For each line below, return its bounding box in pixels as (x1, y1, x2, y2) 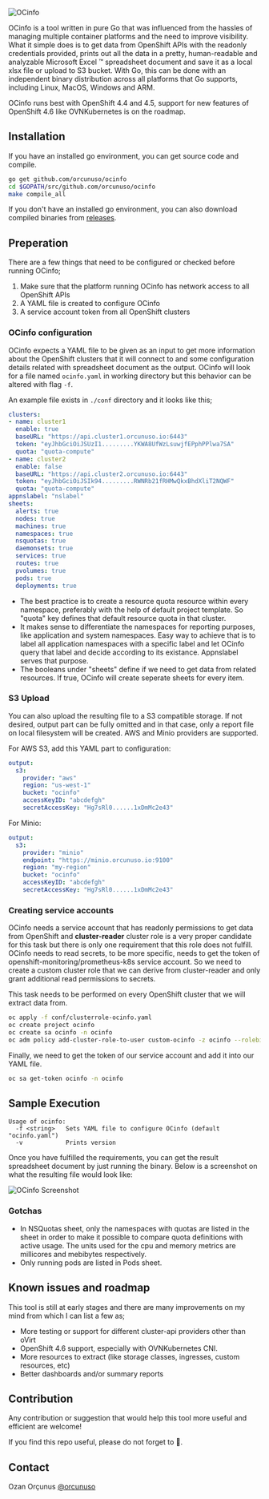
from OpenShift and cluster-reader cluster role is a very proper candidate (8, 932, 252, 941)
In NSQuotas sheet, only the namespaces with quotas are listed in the (19, 1223, 250, 1233)
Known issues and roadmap (8, 1281, 151, 1295)
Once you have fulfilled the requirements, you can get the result (8, 1153, 219, 1163)
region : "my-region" (22, 864, 91, 872)
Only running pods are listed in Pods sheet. (19, 1258, 163, 1267)
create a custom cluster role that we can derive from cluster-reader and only (8, 965, 261, 975)
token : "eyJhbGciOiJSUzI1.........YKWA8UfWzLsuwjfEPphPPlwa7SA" (15, 441, 235, 449)
